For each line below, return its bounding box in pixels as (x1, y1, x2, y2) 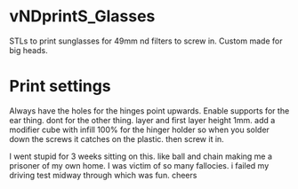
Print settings (9, 76, 111, 97)
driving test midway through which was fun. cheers (9, 169, 197, 180)
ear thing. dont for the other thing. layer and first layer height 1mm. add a (9, 114, 276, 125)
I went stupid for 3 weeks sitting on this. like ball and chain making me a (9, 151, 273, 161)
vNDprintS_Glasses (9, 6, 156, 27)
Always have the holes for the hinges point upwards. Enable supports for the (9, 105, 290, 116)
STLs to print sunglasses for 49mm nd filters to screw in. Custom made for (9, 35, 283, 46)
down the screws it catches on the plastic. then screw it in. (9, 133, 224, 144)
